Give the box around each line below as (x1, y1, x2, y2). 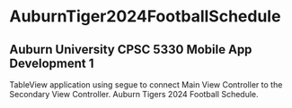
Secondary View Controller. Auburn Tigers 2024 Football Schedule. (9, 89, 259, 99)
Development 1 (9, 55, 94, 71)
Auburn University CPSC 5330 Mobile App (9, 42, 252, 57)
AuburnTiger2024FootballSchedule (9, 6, 281, 27)
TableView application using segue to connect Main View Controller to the (9, 79, 283, 90)
